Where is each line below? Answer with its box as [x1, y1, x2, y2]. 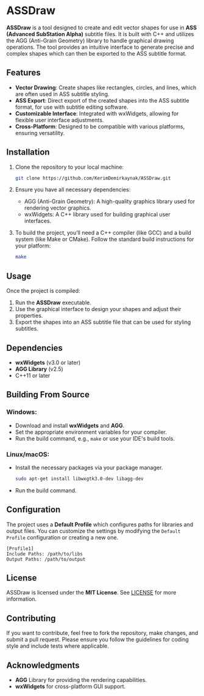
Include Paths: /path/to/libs [6, 551, 83, 557]
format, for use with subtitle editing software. [15, 103, 128, 111]
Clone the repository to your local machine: [15, 163, 124, 170]
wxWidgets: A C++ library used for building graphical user [24, 211, 171, 218]
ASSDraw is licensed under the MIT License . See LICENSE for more [6, 589, 177, 596]
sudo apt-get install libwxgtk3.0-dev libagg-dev [15, 475, 144, 482]
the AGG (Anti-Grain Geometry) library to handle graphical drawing [6, 37, 174, 44]
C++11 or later [15, 372, 51, 379]
